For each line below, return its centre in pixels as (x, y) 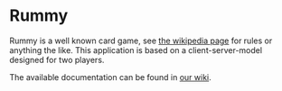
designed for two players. (57, 59)
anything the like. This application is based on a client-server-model (136, 50)
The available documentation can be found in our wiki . (111, 77)
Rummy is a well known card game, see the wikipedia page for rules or (141, 41)
